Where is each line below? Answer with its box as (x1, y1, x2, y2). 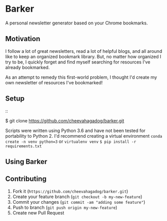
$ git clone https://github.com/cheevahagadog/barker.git (5, 117, 124, 123)
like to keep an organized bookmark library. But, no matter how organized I (5, 53, 161, 59)
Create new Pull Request (12, 209, 64, 216)
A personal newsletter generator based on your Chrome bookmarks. (5, 20, 148, 26)
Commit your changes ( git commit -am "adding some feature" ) (12, 199, 146, 205)
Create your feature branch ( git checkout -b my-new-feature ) (12, 194, 143, 200)
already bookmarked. (5, 64, 50, 70)
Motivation (5, 35, 41, 43)
